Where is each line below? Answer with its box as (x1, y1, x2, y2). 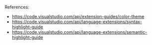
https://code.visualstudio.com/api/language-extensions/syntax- (11, 19, 142, 24)
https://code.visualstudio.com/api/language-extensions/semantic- (11, 29, 148, 35)
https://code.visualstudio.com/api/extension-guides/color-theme (11, 14, 145, 19)
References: (4, 4, 29, 10)
